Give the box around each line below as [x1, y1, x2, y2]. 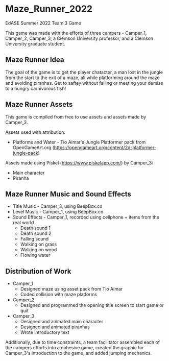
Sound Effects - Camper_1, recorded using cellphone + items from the [12, 214, 160, 220]
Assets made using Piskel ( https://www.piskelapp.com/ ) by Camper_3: [5, 159, 153, 166]
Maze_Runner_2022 [5, 3, 93, 15]
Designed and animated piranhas [20, 324, 90, 330]
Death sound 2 [20, 230, 52, 236]
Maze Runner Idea [5, 56, 64, 64]
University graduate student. [5, 40, 65, 46]
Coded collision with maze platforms [20, 292, 98, 298]
